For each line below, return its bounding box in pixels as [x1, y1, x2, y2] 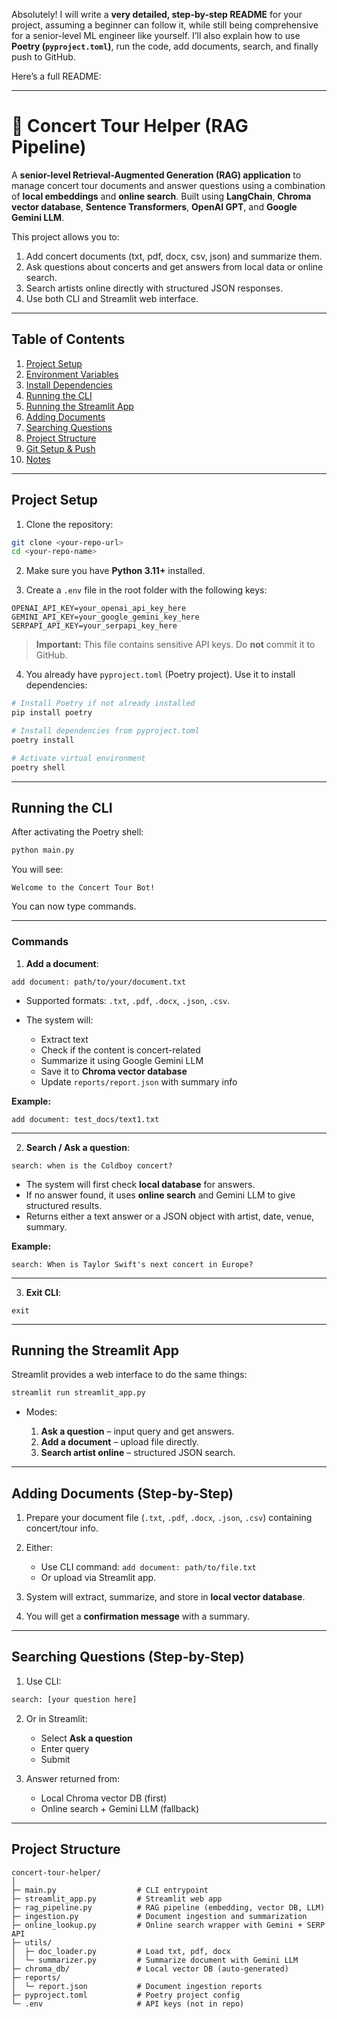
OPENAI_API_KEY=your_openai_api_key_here [11, 604, 187, 614]
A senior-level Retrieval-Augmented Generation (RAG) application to [11, 169, 302, 181]
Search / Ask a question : [25, 1141, 130, 1153]
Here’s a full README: [11, 70, 102, 82]
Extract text [40, 1033, 89, 1045]
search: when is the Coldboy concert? [11, 1160, 173, 1171]
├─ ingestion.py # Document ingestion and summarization [11, 1911, 308, 1921]
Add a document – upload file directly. [40, 1436, 200, 1448]
